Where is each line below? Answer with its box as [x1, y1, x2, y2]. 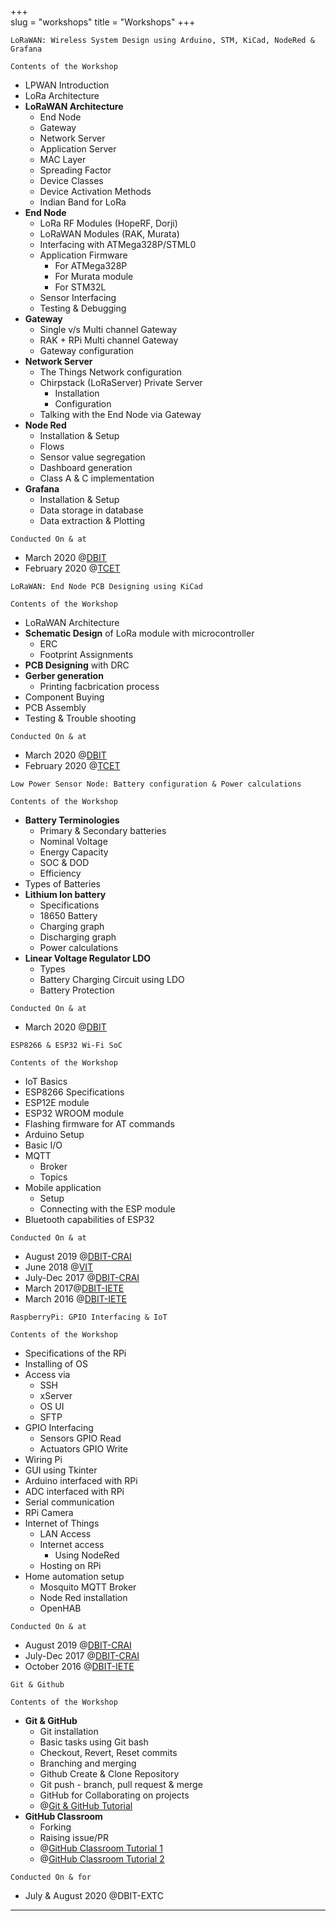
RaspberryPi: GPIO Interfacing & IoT [10, 1312, 168, 1322]
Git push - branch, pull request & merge [39, 1779, 203, 1790]
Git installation [39, 1726, 99, 1737]
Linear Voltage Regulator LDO [24, 952, 152, 964]
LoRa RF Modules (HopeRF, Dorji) [39, 217, 178, 229]
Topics [39, 1171, 68, 1183]
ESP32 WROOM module [24, 1107, 125, 1119]
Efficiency [39, 867, 82, 879]
